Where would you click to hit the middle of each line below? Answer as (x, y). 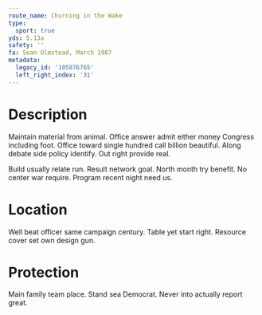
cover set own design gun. (52, 240)
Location (38, 209)
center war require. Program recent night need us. (90, 177)
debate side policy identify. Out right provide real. (90, 153)
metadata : (25, 61)
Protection (44, 272)
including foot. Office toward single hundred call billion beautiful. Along (125, 145)
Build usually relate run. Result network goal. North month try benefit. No (128, 169)
